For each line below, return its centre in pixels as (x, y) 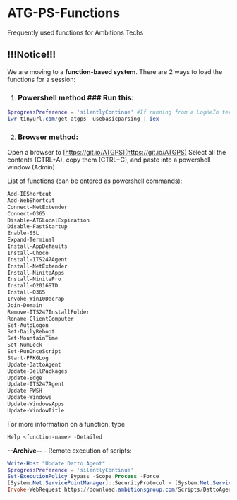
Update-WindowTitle (36, 410)
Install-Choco (28, 253)
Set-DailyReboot (31, 332)
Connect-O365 (26, 213)
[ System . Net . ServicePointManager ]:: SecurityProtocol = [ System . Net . (110, 483)
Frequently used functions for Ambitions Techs (75, 32)
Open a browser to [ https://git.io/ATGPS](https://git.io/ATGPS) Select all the (117, 153)
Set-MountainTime (33, 338)
